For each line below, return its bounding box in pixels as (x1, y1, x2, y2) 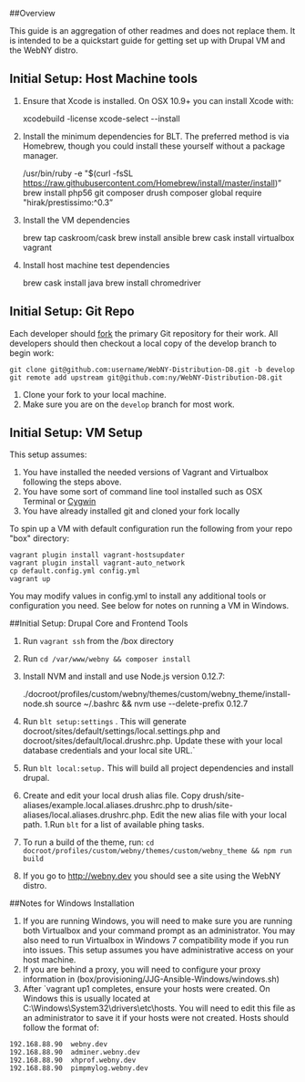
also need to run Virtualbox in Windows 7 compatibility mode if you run (22, 935, 290, 946)
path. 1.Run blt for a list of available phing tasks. (22, 819, 205, 830)
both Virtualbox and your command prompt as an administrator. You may (22, 925, 296, 936)
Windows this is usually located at (22, 994, 150, 1004)
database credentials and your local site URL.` (22, 745, 196, 756)
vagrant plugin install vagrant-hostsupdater (9, 551, 185, 560)
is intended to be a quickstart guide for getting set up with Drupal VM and (9, 36, 285, 46)
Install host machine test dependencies (22, 259, 170, 270)
